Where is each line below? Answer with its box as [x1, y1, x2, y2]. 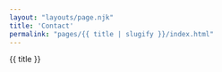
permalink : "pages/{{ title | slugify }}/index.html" [9, 29, 215, 38]
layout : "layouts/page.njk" [9, 12, 115, 22]
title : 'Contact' [9, 21, 74, 30]
